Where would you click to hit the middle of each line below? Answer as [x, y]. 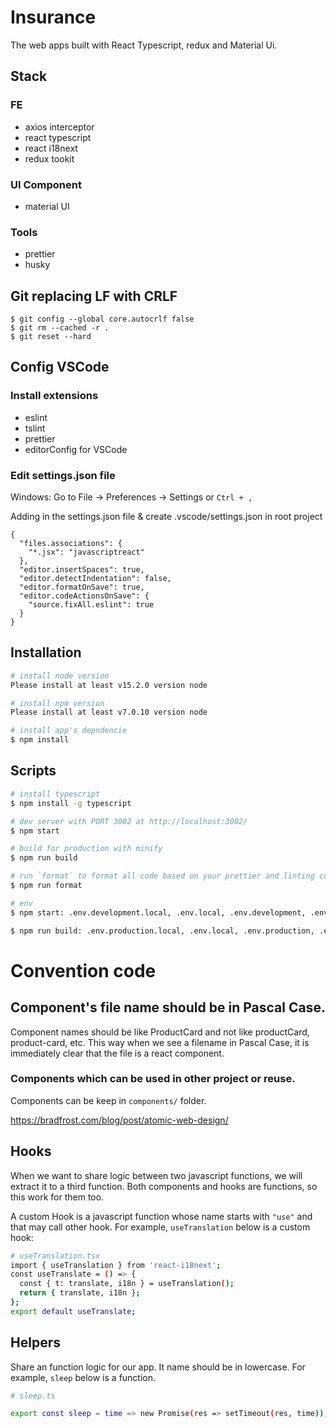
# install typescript [55, 794]
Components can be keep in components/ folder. [108, 1100]
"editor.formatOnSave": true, [82, 587]
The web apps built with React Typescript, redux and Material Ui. [144, 45]
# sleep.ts [33, 1396]
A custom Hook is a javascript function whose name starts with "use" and [161, 1216]
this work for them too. [57, 1197]
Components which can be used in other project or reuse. [153, 1079]
